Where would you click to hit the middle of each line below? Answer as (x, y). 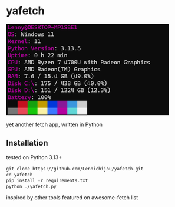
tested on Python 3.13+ (34, 157)
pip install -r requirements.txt (47, 180)
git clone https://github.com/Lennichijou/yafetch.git (75, 169)
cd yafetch (19, 175)
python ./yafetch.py (32, 186)
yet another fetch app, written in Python (55, 124)
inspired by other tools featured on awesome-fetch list (72, 197)
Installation (27, 143)
